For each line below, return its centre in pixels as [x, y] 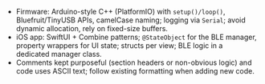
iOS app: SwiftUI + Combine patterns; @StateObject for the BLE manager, [136, 37]
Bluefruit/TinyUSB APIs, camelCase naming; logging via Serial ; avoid [131, 20]
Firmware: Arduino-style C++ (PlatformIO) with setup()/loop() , [120, 12]
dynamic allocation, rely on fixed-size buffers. [92, 28]
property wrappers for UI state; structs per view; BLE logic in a [119, 46]
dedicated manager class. [59, 54]
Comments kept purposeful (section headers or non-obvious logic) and [134, 62]
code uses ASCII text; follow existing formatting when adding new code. [135, 71]
